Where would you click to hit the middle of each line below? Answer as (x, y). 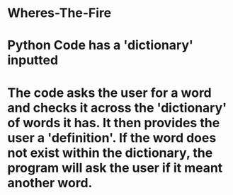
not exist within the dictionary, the (110, 153)
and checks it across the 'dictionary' (117, 108)
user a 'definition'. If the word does (112, 137)
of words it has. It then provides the (114, 123)
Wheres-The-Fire (59, 13)
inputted (33, 60)
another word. (50, 183)
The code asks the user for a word (110, 93)
